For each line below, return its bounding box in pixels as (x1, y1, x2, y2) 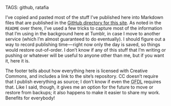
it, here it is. (5, 58, 30, 63)
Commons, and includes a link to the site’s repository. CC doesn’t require (5, 73, 158, 79)
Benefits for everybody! (5, 95, 55, 101)
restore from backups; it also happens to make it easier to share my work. (5, 90, 160, 95)
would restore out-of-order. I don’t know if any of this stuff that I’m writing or (5, 47, 166, 53)
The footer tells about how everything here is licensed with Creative (5, 68, 148, 74)
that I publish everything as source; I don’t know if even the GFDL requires (5, 79, 162, 84)
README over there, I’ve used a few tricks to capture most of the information (5, 25, 162, 31)
